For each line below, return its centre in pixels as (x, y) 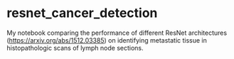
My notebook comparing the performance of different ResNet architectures (117, 33)
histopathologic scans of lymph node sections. (75, 48)
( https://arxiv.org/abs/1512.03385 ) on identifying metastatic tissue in (107, 40)
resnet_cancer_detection (82, 13)
